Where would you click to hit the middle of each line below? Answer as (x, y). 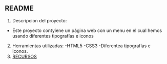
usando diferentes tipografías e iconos (53, 36)
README (19, 8)
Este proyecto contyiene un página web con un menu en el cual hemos (87, 30)
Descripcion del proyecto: (39, 20)
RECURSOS (24, 56)
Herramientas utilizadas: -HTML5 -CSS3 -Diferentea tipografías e (81, 46)
